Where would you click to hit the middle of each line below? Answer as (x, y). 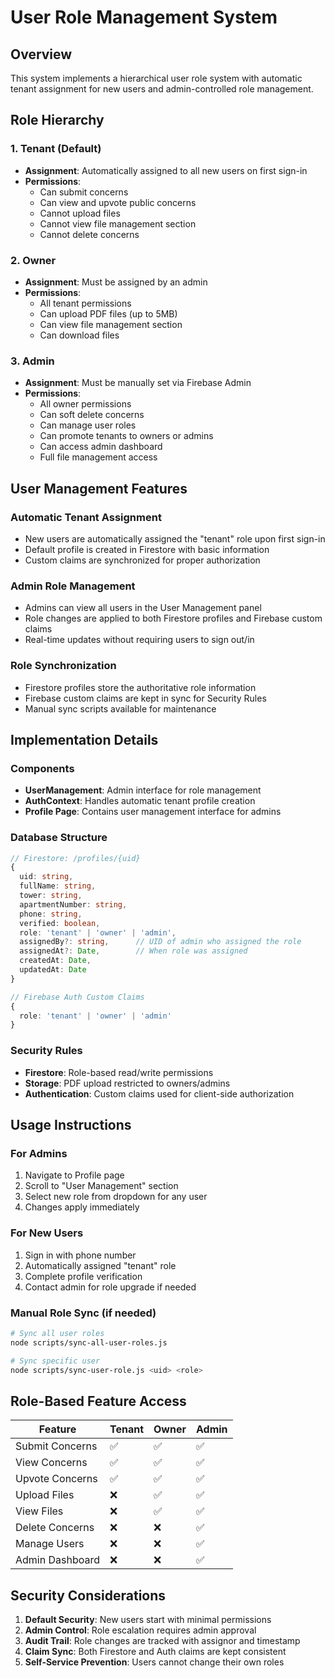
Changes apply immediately (82, 1207)
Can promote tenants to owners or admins (126, 436)
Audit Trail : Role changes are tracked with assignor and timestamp (162, 1640)
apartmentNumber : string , (73, 904)
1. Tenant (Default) (56, 149)
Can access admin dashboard (101, 447)
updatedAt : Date (53, 970)
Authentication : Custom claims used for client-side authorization (159, 1093)
